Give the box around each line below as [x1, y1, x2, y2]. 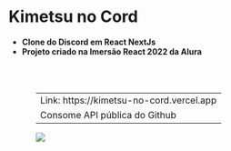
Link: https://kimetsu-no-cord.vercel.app [39, 94, 217, 106]
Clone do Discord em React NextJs [21, 36, 156, 47]
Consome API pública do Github [39, 108, 176, 121]
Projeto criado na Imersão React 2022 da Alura [21, 45, 202, 56]
